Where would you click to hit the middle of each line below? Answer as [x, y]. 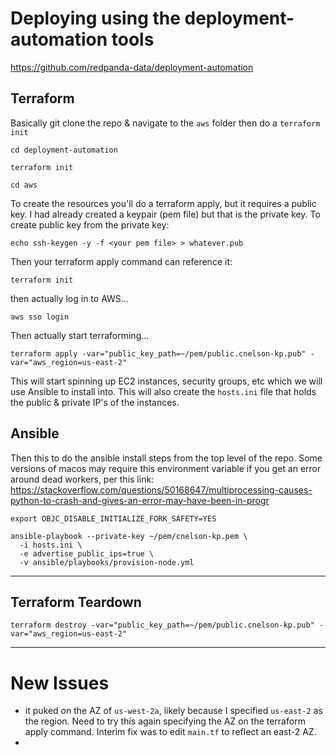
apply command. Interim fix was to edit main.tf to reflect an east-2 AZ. [170, 732]
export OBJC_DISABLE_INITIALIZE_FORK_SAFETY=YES [113, 518]
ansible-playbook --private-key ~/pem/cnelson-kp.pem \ [129, 536]
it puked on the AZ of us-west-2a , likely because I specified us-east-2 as [173, 711]
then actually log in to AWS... [69, 298]
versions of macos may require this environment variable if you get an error [166, 468]
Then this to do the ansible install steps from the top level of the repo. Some [166, 458]
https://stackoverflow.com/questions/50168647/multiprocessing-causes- [161, 489]
